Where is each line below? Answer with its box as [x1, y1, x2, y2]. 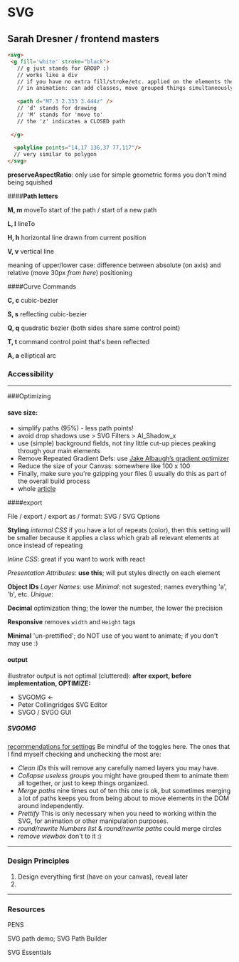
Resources [7, 904, 46, 914]
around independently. [17, 801, 84, 810]
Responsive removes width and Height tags [7, 618, 136, 626]
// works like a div [16, 71, 78, 78]
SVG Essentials [7, 948, 52, 957]
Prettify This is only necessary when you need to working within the [17, 809, 217, 817]
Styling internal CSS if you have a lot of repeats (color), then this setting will [7, 526, 230, 534]
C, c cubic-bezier [7, 296, 58, 304]
